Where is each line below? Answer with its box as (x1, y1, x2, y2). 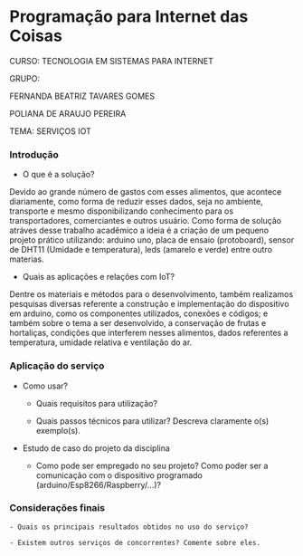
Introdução (9, 148, 59, 160)
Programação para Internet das (9, 6, 249, 27)
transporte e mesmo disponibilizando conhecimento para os (9, 206, 233, 216)
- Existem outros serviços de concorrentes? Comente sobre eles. (9, 538, 260, 547)
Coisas (9, 25, 63, 46)
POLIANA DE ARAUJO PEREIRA (9, 108, 127, 119)
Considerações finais (9, 502, 106, 514)
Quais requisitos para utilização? (35, 398, 158, 408)
